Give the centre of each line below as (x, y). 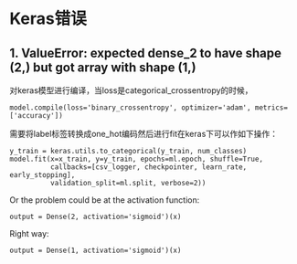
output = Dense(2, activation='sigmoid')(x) (95, 216)
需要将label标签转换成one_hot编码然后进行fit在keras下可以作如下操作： (144, 134)
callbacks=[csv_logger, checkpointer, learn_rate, (148, 167)
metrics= (271, 108)
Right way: (29, 233)
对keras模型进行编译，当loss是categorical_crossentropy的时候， (131, 90)
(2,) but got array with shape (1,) (103, 67)
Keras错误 (48, 19)
